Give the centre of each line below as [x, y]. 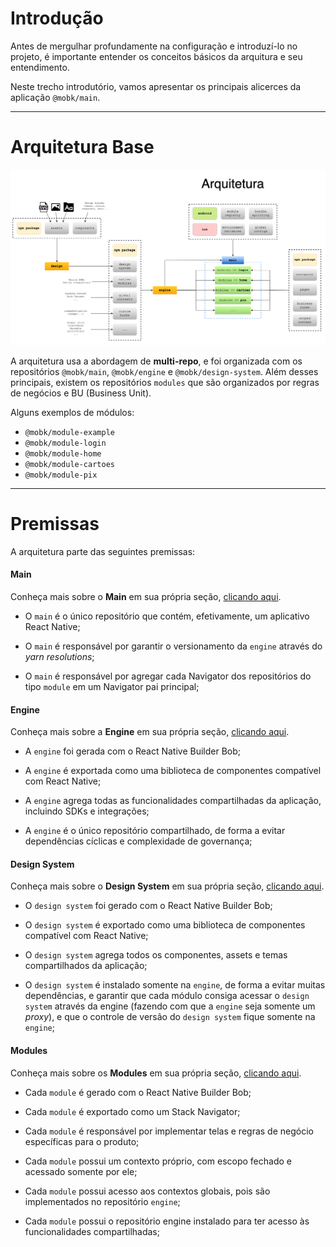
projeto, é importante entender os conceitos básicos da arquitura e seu [156, 56]
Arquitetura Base [82, 147]
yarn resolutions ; [59, 657]
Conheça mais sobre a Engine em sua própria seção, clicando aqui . [150, 732]
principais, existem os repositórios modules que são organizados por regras [165, 382]
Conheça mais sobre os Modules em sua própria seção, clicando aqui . [156, 1073]
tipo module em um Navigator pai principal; [112, 687]
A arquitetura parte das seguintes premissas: [103, 551]
